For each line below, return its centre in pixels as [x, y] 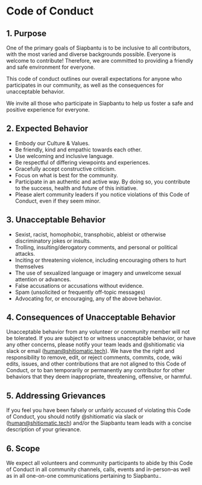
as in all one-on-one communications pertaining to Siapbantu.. [84, 476]
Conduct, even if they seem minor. [58, 201]
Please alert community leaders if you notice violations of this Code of [102, 194]
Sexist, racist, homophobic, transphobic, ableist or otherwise [90, 234]
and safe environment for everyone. [51, 67]
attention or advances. [43, 279]
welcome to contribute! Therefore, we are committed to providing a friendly [100, 61]
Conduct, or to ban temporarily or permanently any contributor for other [96, 370]
